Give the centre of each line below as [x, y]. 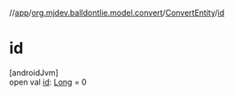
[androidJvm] [34, 72]
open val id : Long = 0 [48, 82]
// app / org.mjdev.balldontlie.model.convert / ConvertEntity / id [117, 13]
